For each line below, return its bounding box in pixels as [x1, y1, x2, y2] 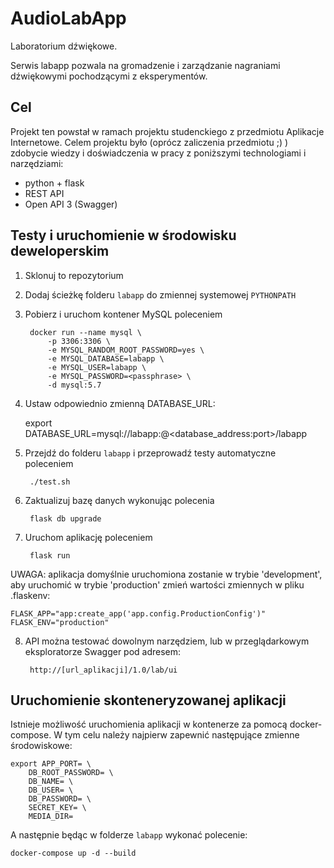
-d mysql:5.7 [47, 380, 102, 390]
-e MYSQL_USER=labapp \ [47, 362, 147, 372]
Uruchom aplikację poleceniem [24, 531, 153, 543]
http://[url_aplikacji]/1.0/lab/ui [29, 665, 178, 675]
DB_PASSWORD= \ [28, 794, 92, 804]
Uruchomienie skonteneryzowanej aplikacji [10, 692, 287, 709]
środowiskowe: [10, 740, 73, 752]
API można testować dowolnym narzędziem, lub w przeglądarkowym [24, 635, 310, 647]
